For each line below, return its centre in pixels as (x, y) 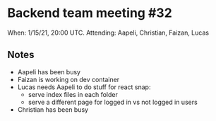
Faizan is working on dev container (68, 79)
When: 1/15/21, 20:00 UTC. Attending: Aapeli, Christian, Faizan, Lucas (108, 33)
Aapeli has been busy (49, 71)
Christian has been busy (53, 109)
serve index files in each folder (73, 94)
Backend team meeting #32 (90, 13)
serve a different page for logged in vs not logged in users (113, 102)
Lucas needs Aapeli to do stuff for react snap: (84, 87)
